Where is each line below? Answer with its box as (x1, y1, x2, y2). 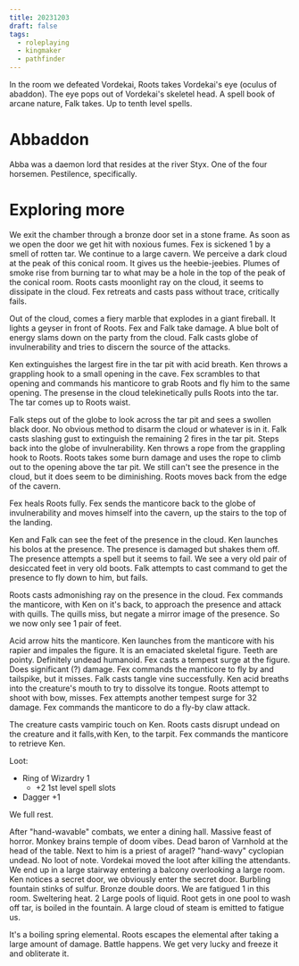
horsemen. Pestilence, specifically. (9, 168, 137, 179)
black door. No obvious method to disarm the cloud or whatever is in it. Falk (9, 424, 287, 434)
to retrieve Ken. (9, 738, 66, 749)
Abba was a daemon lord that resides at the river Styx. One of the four (9, 158, 268, 170)
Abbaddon (9, 130, 89, 150)
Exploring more (9, 200, 125, 220)
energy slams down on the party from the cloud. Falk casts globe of (9, 332, 259, 342)
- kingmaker (17, 46, 62, 55)
